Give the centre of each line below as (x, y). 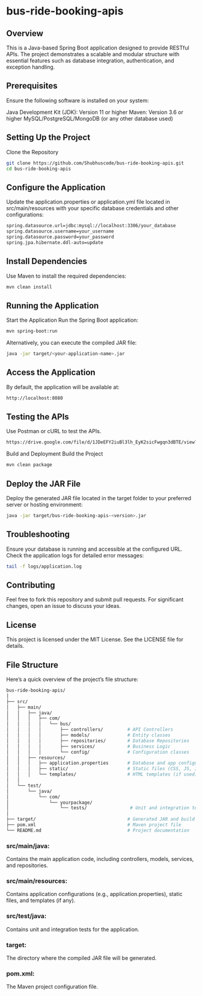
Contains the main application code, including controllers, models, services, (100, 859)
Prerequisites (32, 86)
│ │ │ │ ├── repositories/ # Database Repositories (98, 741)
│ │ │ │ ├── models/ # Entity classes (88, 735)
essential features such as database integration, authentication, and (90, 61)
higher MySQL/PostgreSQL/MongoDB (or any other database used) (90, 118)
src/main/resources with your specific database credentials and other (93, 208)
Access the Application (51, 373)
